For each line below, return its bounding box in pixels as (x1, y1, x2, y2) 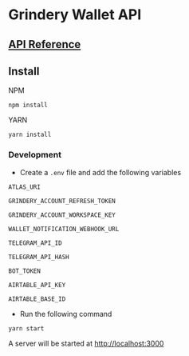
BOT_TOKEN (8, 266, 41, 275)
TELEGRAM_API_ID (8, 238, 62, 247)
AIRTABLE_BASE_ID (8, 294, 66, 303)
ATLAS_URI (8, 182, 41, 191)
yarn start (8, 324, 45, 333)
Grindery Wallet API (8, 6, 142, 24)
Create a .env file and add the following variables (19, 167, 182, 177)
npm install (8, 102, 48, 110)
